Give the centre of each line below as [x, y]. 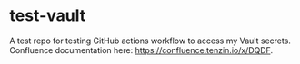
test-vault [48, 16]
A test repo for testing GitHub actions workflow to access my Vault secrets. [150, 41]
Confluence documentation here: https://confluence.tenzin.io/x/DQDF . [141, 50]
